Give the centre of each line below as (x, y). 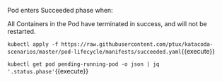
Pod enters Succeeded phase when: (60, 10)
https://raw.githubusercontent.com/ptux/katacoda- (137, 45)
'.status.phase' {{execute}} (48, 71)
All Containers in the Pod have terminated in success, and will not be (107, 24)
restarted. (22, 31)
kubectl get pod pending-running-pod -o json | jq (83, 64)
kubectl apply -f (33, 45)
